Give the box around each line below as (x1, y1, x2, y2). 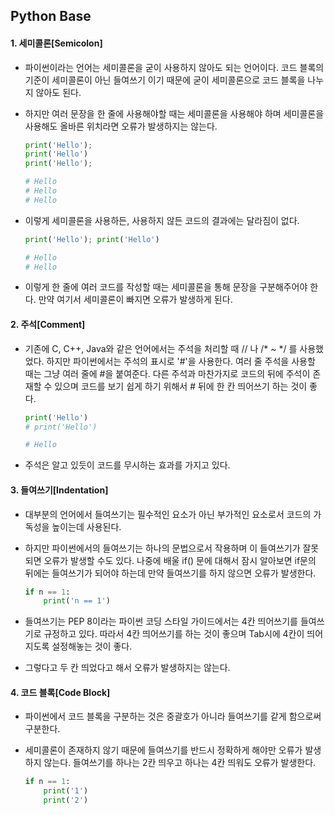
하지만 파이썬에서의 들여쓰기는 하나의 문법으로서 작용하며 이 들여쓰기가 (24, 542, 301, 554)
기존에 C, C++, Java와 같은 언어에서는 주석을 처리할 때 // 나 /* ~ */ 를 (24, 342, 298, 354)
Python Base (10, 8, 92, 25)
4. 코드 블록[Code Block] (10, 686, 111, 698)
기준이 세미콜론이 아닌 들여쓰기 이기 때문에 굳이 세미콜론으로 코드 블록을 (24, 74, 306, 86)
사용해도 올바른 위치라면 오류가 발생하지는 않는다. (24, 120, 218, 132)
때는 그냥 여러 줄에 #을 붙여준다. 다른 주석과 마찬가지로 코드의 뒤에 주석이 (24, 367, 311, 379)
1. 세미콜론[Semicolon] (10, 37, 103, 49)
